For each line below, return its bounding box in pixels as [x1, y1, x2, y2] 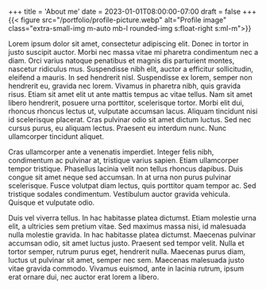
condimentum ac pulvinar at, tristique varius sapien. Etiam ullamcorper [8, 156, 240, 165]
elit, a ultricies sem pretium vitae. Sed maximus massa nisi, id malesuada [8, 222, 246, 231]
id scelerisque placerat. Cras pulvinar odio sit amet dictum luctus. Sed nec [8, 115, 252, 124]
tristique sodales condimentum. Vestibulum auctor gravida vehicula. [8, 190, 230, 198]
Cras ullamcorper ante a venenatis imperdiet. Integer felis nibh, [8, 147, 214, 156]
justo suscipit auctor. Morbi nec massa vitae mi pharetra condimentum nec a [8, 48, 259, 56]
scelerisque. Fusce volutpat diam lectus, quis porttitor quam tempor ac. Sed [8, 181, 256, 190]
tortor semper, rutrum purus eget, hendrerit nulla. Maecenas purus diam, [8, 247, 246, 256]
